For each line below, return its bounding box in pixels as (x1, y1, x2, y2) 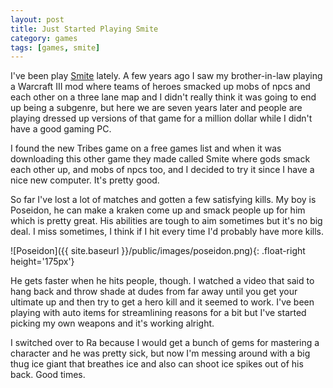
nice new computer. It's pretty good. (10, 174, 160, 186)
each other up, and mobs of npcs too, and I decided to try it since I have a (10, 164, 315, 176)
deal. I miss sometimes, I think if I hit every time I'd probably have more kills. (10, 226, 325, 238)
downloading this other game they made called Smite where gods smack (10, 153, 311, 165)
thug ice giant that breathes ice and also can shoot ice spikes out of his (10, 358, 304, 370)
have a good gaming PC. (10, 123, 112, 135)
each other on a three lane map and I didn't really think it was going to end (10, 91, 317, 103)
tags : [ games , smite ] (10, 42, 101, 53)
